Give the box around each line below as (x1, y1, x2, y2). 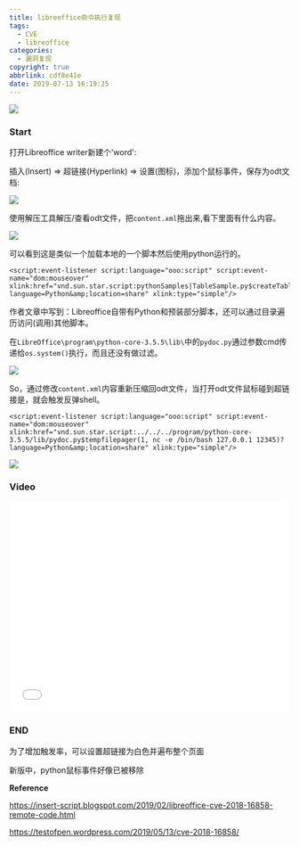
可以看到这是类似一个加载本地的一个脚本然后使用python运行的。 (9, 248, 246, 259)
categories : (9, 46, 53, 55)
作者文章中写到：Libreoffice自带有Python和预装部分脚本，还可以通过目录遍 (9, 306, 286, 316)
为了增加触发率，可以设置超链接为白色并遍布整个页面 (9, 745, 205, 756)
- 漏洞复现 (17, 54, 53, 63)
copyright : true (9, 63, 69, 72)
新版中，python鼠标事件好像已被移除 (9, 764, 144, 776)
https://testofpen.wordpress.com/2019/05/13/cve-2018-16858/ (9, 826, 240, 837)
